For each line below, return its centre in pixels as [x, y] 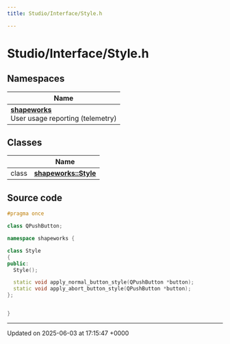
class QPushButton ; [35, 226]
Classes [25, 142]
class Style [24, 251]
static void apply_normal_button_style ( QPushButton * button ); [104, 282]
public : [18, 264]
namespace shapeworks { [41, 238]
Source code [35, 197]
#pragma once [26, 214]
